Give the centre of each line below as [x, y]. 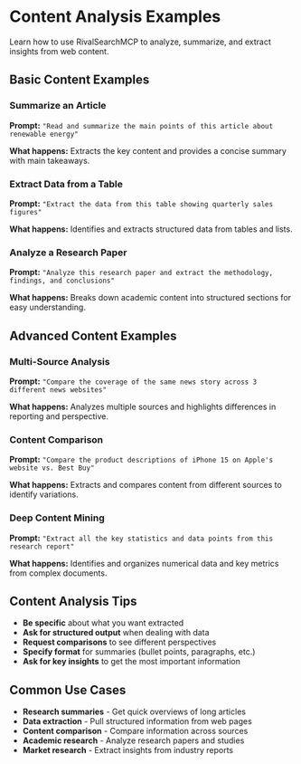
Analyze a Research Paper [68, 253]
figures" [26, 212]
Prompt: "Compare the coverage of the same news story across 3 [133, 381]
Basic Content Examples [80, 80]
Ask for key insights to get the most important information [132, 662]
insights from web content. [59, 51]
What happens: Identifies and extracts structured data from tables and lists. [151, 229]
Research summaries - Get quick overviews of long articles [134, 711]
